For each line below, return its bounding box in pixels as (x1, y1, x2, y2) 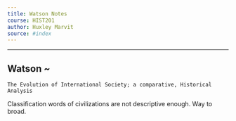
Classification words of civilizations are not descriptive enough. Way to (7, 100, 213, 108)
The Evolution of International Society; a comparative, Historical (7, 82, 212, 89)
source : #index (7, 30, 52, 37)
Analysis (7, 87, 33, 95)
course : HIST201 (7, 17, 55, 24)
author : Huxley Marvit (7, 23, 74, 30)
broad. (7, 107, 27, 116)
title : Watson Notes (7, 10, 68, 18)
